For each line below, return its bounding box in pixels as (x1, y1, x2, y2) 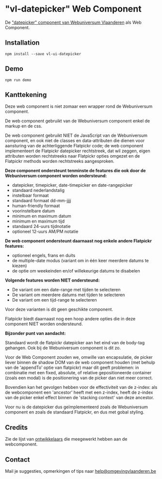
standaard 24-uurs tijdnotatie (12, 224, 71, 229)
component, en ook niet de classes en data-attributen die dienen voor (5, 138, 145, 144)
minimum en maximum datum (12, 213, 71, 219)
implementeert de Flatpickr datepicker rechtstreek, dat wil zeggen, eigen (5, 148, 150, 154)
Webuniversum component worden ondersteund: (5, 173, 107, 179)
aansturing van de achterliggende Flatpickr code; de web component (5, 143, 144, 149)
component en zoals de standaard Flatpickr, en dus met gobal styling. (5, 409, 145, 415)
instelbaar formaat (12, 192, 49, 198)
